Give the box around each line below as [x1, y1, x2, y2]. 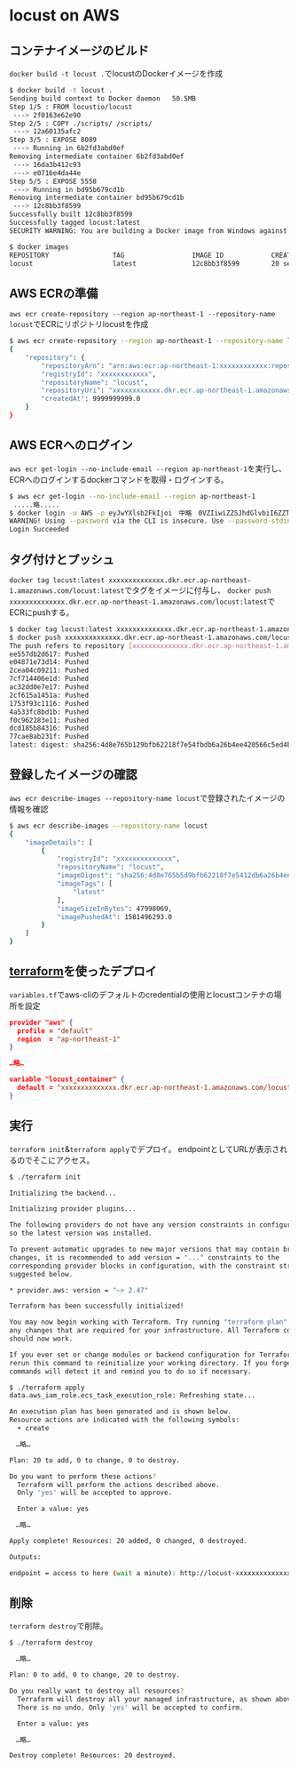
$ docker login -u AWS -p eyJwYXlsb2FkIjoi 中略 [9, 508, 192, 517]
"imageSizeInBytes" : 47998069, [56, 904, 173, 913]
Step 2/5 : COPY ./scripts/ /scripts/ [9, 119, 153, 128]
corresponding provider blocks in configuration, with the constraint [9, 1261, 276, 1270]
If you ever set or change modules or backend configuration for [9, 1350, 255, 1359]
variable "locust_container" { [9, 1075, 125, 1085]
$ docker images [9, 242, 69, 252]
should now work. [9, 1334, 74, 1343]
